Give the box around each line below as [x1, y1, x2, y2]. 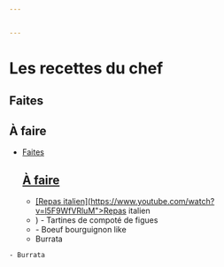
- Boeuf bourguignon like [35, 224, 127, 234]
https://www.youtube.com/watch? [89, 195, 215, 206]
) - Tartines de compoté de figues [35, 214, 158, 225]
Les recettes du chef [9, 58, 164, 78]
